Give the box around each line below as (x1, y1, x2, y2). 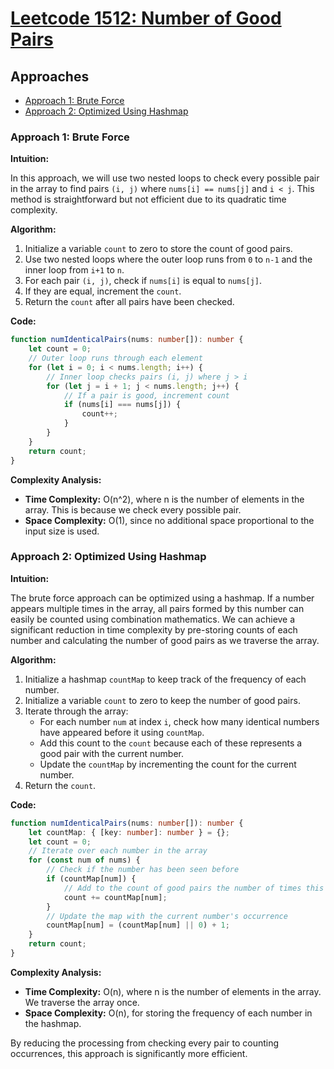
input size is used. (24, 525, 100, 537)
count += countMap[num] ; (63, 892, 168, 902)
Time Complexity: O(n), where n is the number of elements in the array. (24, 985, 322, 997)
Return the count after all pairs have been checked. (24, 296, 235, 308)
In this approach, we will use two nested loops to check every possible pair (10, 172, 320, 184)
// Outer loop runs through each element (28, 353, 203, 364)
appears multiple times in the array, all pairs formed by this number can (10, 602, 305, 614)
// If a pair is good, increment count (63, 390, 230, 401)
